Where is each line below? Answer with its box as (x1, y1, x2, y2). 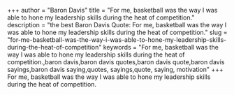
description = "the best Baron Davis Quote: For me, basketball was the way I (7, 21, 227, 29)
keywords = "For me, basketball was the (103, 43, 219, 51)
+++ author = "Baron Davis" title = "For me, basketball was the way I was (7, 6, 218, 14)
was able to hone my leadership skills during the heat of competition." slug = (7, 28, 228, 36)
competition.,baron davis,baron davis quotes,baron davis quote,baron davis (7, 58, 225, 66)
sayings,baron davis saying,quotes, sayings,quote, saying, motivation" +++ (7, 66, 224, 73)
